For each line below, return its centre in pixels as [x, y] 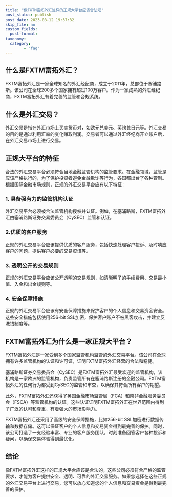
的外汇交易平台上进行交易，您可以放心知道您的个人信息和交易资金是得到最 [84, 483]
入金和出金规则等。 [34, 284]
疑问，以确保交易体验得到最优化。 [41, 439]
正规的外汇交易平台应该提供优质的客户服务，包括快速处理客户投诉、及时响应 [86, 244]
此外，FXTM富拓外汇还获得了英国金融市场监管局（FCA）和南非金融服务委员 [85, 396]
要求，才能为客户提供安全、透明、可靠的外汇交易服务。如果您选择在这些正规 [86, 476]
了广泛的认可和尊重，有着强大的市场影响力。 [52, 409]
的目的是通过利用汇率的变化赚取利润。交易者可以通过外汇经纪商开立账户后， [86, 134]
